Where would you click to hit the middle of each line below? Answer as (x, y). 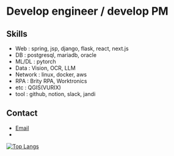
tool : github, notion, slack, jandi (55, 94)
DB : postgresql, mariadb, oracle (56, 55)
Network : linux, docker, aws (51, 74)
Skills (17, 34)
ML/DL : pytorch (35, 61)
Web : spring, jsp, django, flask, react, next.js (72, 48)
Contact (22, 113)
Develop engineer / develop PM (88, 11)
